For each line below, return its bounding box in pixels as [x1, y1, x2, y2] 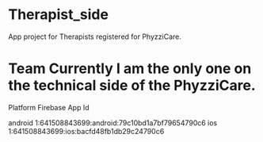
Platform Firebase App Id [8, 102, 90, 112]
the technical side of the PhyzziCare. [8, 77, 256, 94]
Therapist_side [8, 6, 109, 24]
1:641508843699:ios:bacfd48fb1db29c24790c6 [8, 126, 165, 136]
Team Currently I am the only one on [8, 59, 252, 78]
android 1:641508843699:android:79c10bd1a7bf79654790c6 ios [8, 117, 218, 128]
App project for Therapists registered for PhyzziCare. [8, 32, 182, 41]
